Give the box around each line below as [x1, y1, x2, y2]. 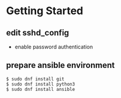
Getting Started [6, 4, 84, 18]
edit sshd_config [6, 28, 70, 38]
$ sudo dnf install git [6, 76, 65, 82]
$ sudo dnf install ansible [6, 86, 76, 92]
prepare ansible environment [6, 60, 115, 70]
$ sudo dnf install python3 [6, 81, 76, 87]
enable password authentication [14, 43, 93, 50]
